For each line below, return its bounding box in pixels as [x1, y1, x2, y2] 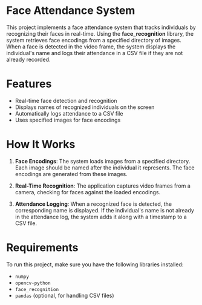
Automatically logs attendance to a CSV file [15, 110, 123, 117]
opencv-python [15, 280, 51, 286]
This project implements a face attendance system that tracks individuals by [6, 24, 197, 31]
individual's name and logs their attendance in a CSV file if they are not [6, 49, 183, 56]
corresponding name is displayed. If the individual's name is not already [15, 206, 195, 214]
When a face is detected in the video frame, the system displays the [6, 43, 176, 50]
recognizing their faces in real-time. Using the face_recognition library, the [6, 30, 194, 37]
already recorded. [6, 56, 51, 63]
